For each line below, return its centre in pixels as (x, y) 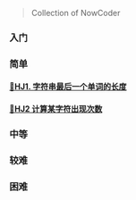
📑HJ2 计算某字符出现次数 (56, 109)
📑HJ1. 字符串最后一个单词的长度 (68, 87)
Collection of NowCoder (76, 13)
